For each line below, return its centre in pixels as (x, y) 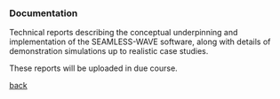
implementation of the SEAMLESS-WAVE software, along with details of (140, 42)
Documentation (44, 13)
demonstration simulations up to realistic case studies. (109, 51)
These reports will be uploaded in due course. (93, 68)
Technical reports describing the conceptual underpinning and (124, 33)
